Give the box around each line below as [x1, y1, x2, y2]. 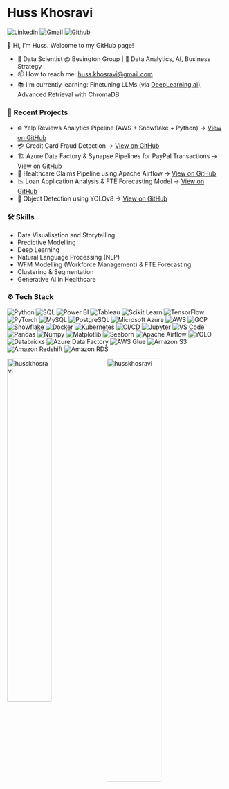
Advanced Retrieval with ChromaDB [17, 90, 120, 99]
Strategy [17, 62, 42, 70]
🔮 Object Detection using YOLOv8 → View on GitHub [17, 194, 167, 203]
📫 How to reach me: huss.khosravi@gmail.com [17, 69, 154, 78]
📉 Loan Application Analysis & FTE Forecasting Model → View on [17, 177, 205, 185]
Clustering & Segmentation [17, 267, 94, 275]
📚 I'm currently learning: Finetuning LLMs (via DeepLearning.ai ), [17, 80, 203, 88]
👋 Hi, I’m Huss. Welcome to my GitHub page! [7, 41, 134, 49]
